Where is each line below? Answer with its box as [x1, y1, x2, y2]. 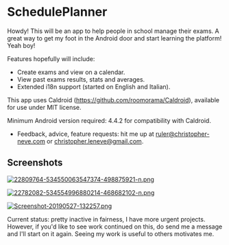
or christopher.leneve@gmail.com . [47, 137, 144, 145]
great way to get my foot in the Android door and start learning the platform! [7, 34, 222, 42]
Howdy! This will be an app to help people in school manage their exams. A [7, 27, 219, 35]
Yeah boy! [7, 41, 36, 49]
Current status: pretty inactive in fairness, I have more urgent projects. [7, 215, 206, 223]
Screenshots [7, 157, 63, 169]
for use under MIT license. [7, 103, 82, 111]
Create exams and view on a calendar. [16, 68, 125, 76]
